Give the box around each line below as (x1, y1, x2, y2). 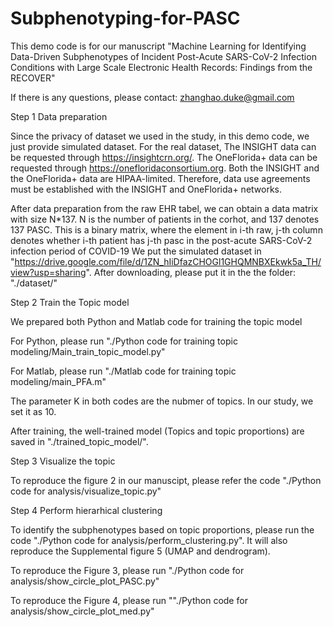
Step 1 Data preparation (10, 110, 108, 122)
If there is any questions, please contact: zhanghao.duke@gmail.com (10, 91, 295, 103)
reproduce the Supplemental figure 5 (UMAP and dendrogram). (10, 545, 271, 557)
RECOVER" (10, 72, 56, 84)
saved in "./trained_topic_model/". (10, 435, 149, 447)
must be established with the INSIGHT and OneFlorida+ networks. (10, 183, 283, 195)
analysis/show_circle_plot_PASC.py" (10, 575, 160, 587)
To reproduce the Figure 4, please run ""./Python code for (10, 594, 248, 606)
